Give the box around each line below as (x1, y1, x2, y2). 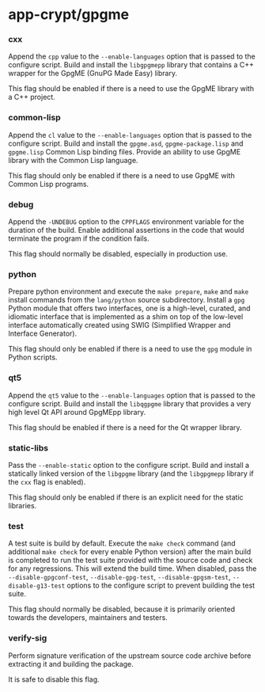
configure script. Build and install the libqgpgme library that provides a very (8, 398, 252, 409)
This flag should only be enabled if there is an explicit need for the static (8, 492, 244, 502)
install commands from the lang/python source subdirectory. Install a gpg (8, 295, 245, 305)
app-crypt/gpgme (8, 6, 129, 24)
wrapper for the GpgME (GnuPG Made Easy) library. (8, 69, 178, 78)
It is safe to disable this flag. (8, 675, 100, 684)
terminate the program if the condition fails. (8, 234, 150, 243)
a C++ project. (8, 93, 55, 102)
